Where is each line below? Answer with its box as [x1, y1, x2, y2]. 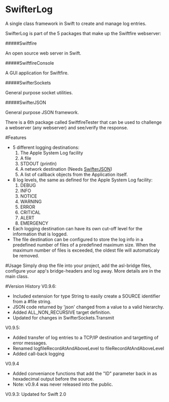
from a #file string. [12, 298, 52, 304]
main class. [5, 273, 29, 279]
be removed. [12, 252, 40, 258]
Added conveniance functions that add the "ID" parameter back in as [12, 370, 157, 377]
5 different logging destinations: [12, 144, 80, 150]
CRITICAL [20, 209, 41, 215]
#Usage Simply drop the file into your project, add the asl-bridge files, [5, 262, 152, 269]
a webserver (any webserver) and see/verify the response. [5, 124, 128, 130]
